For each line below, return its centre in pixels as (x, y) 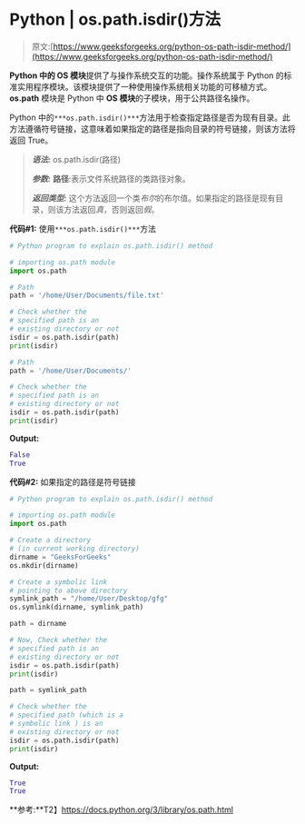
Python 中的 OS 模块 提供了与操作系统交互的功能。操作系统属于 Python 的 (147, 75)
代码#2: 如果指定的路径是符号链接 (73, 481)
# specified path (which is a (67, 715)
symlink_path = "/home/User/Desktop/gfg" (89, 599)
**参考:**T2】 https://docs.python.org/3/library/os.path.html (122, 809)
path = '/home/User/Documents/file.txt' (87, 296)
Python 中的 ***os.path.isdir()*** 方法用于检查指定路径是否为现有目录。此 (150, 117)
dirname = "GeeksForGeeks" (60, 557)
